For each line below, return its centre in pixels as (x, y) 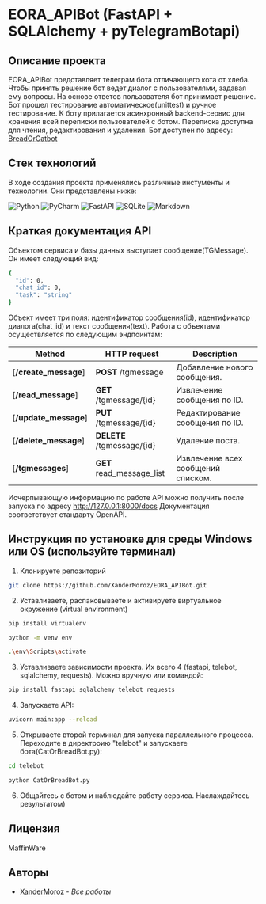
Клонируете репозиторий (63, 571)
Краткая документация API (80, 231)
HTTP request (132, 354)
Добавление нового (215, 367)
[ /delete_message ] (49, 441)
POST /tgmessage (129, 372)
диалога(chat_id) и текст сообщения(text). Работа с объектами (114, 326)
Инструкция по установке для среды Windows (130, 539)
